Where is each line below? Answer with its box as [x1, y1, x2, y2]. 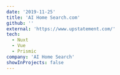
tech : [6, 31, 20, 37]
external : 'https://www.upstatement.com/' [6, 25, 116, 32]
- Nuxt [12, 37, 29, 43]
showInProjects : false [6, 59, 64, 65]
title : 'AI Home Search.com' [6, 15, 80, 21]
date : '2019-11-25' [6, 8, 56, 15]
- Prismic [12, 48, 37, 54]
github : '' [6, 20, 34, 26]
